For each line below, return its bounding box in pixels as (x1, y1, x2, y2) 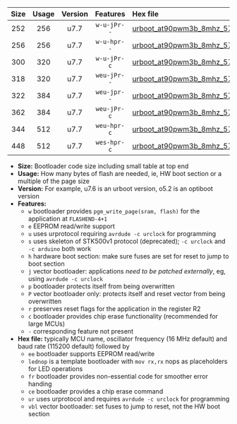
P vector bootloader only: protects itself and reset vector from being (28, 290, 226, 298)
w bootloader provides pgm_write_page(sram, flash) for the (28, 207, 200, 215)
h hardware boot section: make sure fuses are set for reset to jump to (28, 252, 229, 260)
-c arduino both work (28, 245, 92, 253)
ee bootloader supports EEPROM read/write (28, 350, 155, 358)
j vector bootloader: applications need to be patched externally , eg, (28, 267, 226, 275)
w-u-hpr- (95, 38, 125, 45)
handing (28, 379, 52, 388)
